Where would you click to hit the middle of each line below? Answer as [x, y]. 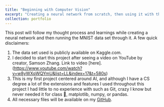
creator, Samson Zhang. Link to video [50, 63]
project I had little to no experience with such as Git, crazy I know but [82, 89]
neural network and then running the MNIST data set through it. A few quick [81, 38]
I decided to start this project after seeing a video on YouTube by [77, 58]
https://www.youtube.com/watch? [48, 68]
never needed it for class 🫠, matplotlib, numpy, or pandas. [70, 94]
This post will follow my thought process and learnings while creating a [76, 33]
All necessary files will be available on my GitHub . [62, 100]
